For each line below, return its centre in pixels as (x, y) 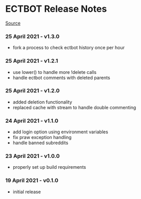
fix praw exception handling (42, 137)
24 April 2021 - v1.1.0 (32, 121)
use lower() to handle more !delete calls (54, 72)
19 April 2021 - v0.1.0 (32, 181)
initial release (27, 192)
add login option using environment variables (61, 132)
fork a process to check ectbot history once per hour (68, 48)
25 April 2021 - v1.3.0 (33, 36)
